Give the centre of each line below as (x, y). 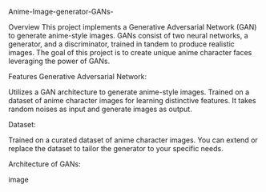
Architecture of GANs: (45, 164)
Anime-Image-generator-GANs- (61, 12)
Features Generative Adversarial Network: (77, 76)
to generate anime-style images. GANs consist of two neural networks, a (128, 36)
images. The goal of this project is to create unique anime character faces (130, 52)
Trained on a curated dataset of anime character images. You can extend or (133, 140)
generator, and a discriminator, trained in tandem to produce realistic (121, 44)
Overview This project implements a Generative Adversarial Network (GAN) (133, 27)
